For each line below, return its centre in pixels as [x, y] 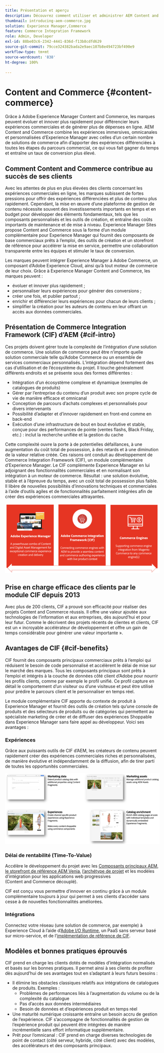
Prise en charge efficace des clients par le [70, 587]
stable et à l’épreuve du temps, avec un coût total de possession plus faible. [82, 481]
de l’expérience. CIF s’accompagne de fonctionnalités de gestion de [81, 1020]
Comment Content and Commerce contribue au [79, 169]
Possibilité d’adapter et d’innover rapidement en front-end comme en [82, 414]
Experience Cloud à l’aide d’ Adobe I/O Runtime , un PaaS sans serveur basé [81, 930]
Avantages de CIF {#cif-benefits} [57, 648]
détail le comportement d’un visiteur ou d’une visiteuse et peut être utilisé [79, 686]
